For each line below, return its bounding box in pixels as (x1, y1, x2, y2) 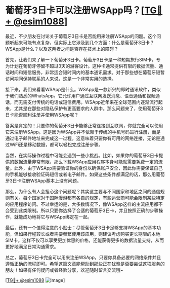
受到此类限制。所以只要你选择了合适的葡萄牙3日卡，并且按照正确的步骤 (9, 207, 159, 213)
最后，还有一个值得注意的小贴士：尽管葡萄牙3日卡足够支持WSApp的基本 (5, 224, 157, 231)
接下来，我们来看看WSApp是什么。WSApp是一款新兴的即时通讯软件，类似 (5, 86, 161, 92)
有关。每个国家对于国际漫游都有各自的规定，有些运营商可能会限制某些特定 (9, 195, 165, 201)
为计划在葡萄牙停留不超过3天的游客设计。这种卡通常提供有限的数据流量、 (5, 63, 159, 69)
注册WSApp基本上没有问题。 (21, 177, 82, 184)
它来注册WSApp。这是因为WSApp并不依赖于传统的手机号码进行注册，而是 (5, 129, 161, 135)
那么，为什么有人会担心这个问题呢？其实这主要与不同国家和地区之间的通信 (5, 188, 160, 194)
